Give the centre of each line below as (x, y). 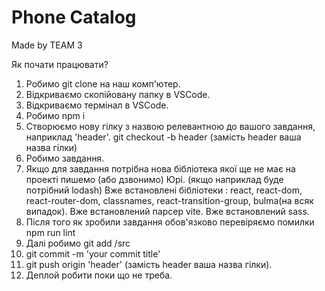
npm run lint (50, 232)
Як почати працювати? (60, 64)
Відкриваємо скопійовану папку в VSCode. (118, 94)
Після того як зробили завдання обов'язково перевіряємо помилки (170, 222)
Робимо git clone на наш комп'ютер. (103, 83)
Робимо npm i (55, 115)
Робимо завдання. (65, 158)
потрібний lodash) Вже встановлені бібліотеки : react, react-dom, (164, 190)
